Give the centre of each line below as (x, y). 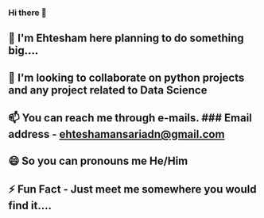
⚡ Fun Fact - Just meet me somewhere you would (132, 189)
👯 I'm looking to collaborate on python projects (126, 77)
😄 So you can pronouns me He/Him (98, 161)
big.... (23, 51)
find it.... (30, 205)
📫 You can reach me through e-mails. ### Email (130, 118)
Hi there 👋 (28, 13)
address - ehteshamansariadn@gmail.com (116, 134)
